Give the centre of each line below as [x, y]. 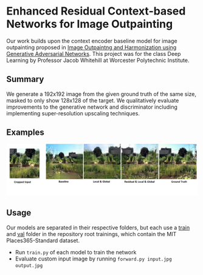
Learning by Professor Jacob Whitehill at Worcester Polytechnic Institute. [98, 60]
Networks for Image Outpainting [90, 24]
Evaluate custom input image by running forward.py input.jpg [93, 259]
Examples [25, 133]
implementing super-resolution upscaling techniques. [73, 113]
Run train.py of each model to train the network [76, 252]
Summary [25, 79]
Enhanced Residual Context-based [96, 11]
